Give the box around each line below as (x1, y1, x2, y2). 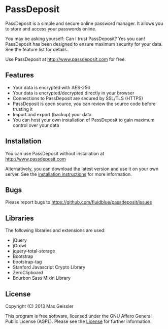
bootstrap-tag (12, 259, 42, 265)
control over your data (12, 122, 59, 128)
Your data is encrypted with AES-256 (12, 84, 90, 90)
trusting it (12, 106, 33, 112)
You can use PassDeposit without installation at (5, 150, 105, 156)
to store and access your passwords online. (5, 25, 96, 31)
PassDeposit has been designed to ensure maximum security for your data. (5, 41, 163, 47)
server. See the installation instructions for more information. (5, 171, 132, 177)
